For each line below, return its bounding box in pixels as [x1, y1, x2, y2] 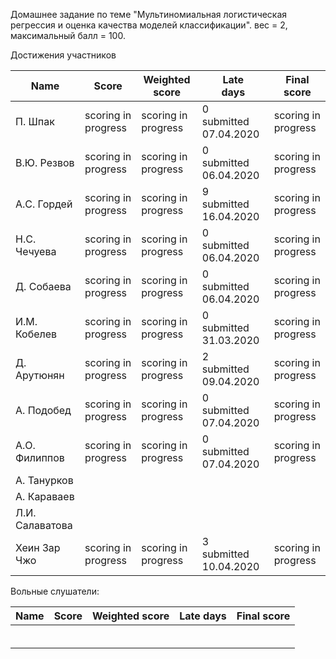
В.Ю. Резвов [15, 156, 75, 169]
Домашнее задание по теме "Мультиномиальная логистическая [10, 9, 288, 20]
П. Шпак [15, 115, 55, 128]
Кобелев [15, 327, 58, 341]
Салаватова [15, 519, 73, 532]
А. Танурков [15, 474, 74, 487]
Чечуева [15, 245, 57, 258]
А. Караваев [15, 490, 75, 503]
